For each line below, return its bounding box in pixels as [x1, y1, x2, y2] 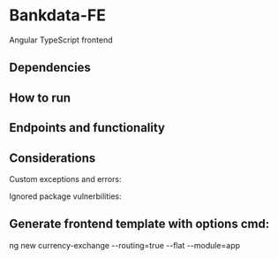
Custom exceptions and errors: [9, 173, 122, 184]
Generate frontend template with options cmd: [9, 217, 270, 232]
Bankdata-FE [9, 5, 106, 26]
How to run [9, 90, 71, 105]
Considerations [9, 150, 96, 165]
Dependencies [9, 60, 91, 75]
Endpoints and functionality [9, 120, 166, 135]
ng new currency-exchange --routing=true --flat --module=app [9, 240, 241, 250]
